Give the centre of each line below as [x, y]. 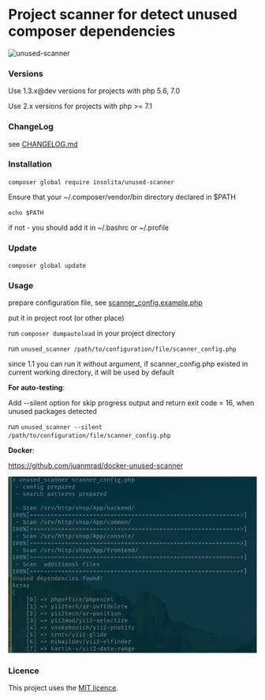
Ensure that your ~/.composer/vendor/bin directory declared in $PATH [122, 197]
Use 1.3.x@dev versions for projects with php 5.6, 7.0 [94, 91]
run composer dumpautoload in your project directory [92, 333]
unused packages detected [52, 412]
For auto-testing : [37, 388]
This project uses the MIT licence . [63, 687]
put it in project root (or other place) [66, 318]
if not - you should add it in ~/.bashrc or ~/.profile [89, 228]
